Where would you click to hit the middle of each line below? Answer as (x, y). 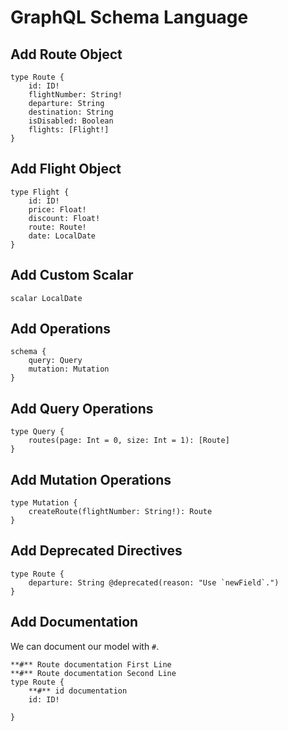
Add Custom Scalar (72, 275)
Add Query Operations (82, 408)
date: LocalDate (62, 236)
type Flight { (40, 192)
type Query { (37, 432)
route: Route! (57, 227)
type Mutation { (44, 503)
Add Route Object (66, 54)
